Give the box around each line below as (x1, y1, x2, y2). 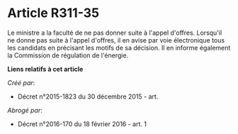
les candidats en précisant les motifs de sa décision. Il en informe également (7, 43, 231, 52)
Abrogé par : (7, 106, 42, 114)
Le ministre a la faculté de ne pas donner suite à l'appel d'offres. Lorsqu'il (7, 28, 222, 37)
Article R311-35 (7, 5, 100, 21)
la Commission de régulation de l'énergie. (7, 51, 129, 60)
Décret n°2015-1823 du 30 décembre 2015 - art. (17, 92, 159, 101)
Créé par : (7, 78, 35, 86)
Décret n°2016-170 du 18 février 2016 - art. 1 (17, 119, 147, 128)
